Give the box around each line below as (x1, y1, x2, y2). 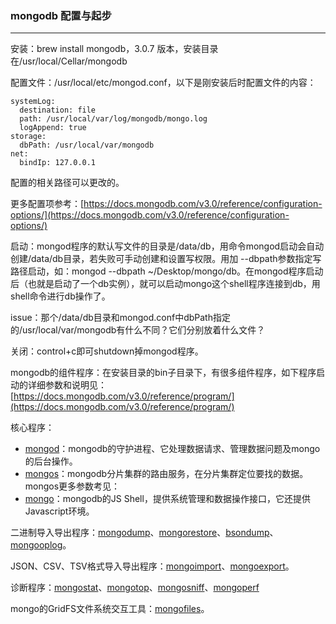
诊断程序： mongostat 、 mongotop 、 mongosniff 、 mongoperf (10, 582, 260, 594)
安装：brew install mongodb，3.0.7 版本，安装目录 (10, 43, 219, 55)
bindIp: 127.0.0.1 (19, 158, 97, 168)
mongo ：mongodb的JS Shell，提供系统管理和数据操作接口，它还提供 (24, 493, 311, 505)
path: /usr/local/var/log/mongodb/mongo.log (19, 114, 208, 124)
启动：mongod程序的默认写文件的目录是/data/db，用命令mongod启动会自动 (10, 240, 325, 252)
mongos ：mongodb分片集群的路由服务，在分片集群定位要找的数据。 (24, 468, 309, 480)
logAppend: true (19, 123, 87, 133)
